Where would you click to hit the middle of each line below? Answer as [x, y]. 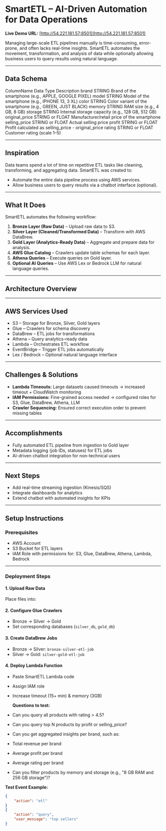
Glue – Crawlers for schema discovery [51, 328]
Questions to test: [31, 705]
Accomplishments [34, 433]
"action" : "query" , [34, 815]
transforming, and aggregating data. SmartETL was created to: [69, 170]
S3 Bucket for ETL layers [37, 548]
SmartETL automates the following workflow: [51, 217]
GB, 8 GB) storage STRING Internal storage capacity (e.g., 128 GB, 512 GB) [81, 112]
